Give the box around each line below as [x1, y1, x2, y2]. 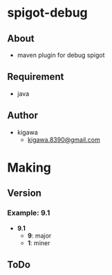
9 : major [27, 231, 52, 240]
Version [7, 187, 41, 199]
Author [7, 110, 38, 122]
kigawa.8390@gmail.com [27, 135, 100, 144]
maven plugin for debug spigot [17, 51, 105, 59]
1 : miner [27, 238, 50, 247]
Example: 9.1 [7, 208, 50, 218]
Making [7, 160, 52, 175]
